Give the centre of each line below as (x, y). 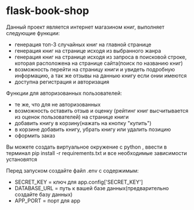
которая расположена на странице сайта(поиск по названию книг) (99, 63)
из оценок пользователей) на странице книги (72, 117)
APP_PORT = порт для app (47, 201)
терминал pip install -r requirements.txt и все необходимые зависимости (97, 153)
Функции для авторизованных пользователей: (64, 93)
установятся (22, 159)
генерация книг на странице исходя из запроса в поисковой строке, (101, 57)
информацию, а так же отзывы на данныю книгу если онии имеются (101, 75)
